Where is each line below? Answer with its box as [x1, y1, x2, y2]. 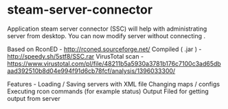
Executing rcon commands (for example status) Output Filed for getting [7, 87, 209, 95]
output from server [7, 94, 60, 102]
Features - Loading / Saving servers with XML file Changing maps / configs [7, 80, 220, 88]
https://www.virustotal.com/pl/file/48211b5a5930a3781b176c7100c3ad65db [7, 59, 221, 67]
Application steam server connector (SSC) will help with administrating [7, 25, 207, 33]
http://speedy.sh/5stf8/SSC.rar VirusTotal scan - [7, 52, 144, 60]
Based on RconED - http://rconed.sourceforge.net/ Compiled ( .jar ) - [7, 45, 202, 53]
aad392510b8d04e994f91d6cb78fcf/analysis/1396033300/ [7, 67, 176, 75]
